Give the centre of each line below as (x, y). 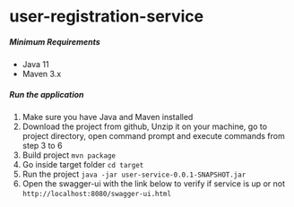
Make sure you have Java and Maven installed (108, 117)
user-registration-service (107, 17)
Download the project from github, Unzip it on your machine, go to (144, 126)
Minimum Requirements (55, 41)
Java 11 (35, 65)
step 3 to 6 (42, 146)
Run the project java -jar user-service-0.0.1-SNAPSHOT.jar (134, 174)
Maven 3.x (42, 74)
